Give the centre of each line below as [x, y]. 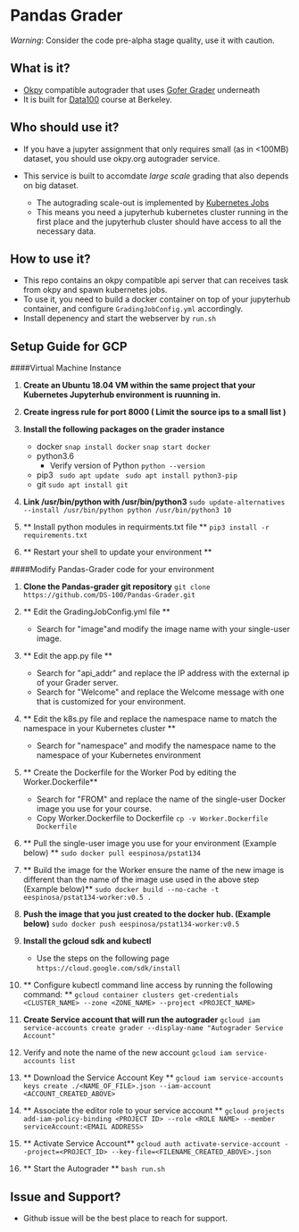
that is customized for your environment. [111, 702]
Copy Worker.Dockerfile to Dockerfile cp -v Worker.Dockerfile [152, 819]
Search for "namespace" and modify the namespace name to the [156, 745]
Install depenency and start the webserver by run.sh [120, 319]
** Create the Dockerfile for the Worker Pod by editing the [130, 772]
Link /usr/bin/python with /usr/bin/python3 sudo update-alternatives [154, 502]
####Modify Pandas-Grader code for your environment [112, 570]
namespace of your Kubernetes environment [119, 755]
